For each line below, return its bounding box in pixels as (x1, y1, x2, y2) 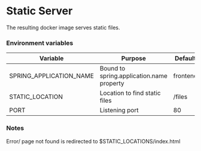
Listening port (99, 106, 139, 115)
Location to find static (99, 89, 161, 97)
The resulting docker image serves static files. (6, 24, 121, 31)
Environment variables (6, 39, 74, 47)
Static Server (6, 4, 73, 18)
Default (174, 54, 196, 63)
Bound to (99, 64, 126, 73)
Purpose (121, 54, 147, 63)
